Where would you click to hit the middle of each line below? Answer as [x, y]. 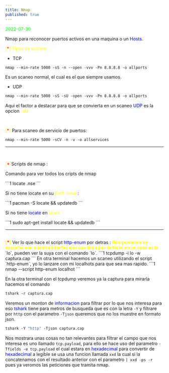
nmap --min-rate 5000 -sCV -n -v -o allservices [57, 140]
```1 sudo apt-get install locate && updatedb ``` [53, 223]
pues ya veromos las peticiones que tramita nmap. [57, 365]
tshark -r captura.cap [29, 294]
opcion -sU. [17, 111]
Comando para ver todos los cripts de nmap [51, 174]
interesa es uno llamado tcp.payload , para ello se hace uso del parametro [81, 343]
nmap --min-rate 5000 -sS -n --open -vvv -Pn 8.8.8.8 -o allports [76, 68]
